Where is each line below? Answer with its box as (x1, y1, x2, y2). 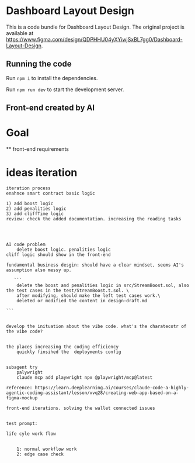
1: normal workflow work (16, 446, 77, 452)
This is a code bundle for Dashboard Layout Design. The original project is (6, 23, 185, 30)
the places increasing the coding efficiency (6, 344, 119, 350)
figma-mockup (6, 395, 38, 401)
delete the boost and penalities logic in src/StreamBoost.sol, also (16, 282, 190, 289)
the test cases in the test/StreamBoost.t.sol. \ (6, 288, 130, 293)
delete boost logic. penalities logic (16, 247, 111, 253)
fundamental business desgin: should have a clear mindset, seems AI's (6, 262, 184, 268)
